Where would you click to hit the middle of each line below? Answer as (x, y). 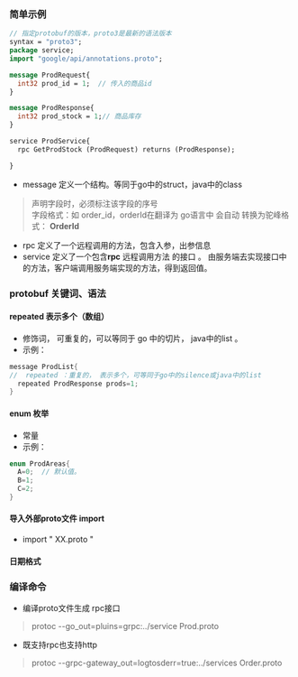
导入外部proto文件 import (57, 519)
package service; (42, 51)
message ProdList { (44, 366)
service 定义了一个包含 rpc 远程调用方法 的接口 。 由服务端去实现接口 (150, 256)
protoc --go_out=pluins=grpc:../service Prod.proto (125, 626)
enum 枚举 (29, 413)
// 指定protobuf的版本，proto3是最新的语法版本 (91, 33)
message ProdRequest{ (50, 75)
